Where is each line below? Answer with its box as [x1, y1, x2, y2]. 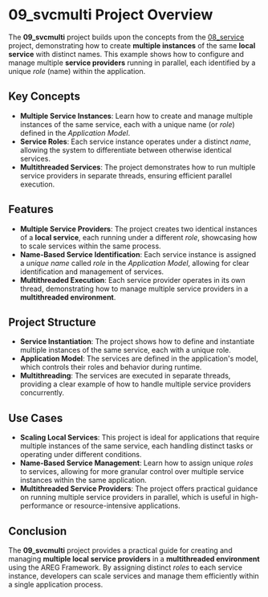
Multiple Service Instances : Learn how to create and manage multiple [19, 111, 254, 121]
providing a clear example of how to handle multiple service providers [19, 379, 251, 389]
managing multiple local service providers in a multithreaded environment [8, 554, 260, 563]
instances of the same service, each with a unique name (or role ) [19, 119, 235, 129]
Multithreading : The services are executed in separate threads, [19, 371, 231, 381]
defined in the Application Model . [19, 128, 131, 137]
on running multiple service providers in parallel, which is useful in [19, 493, 239, 502]
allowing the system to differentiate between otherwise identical [19, 145, 232, 154]
